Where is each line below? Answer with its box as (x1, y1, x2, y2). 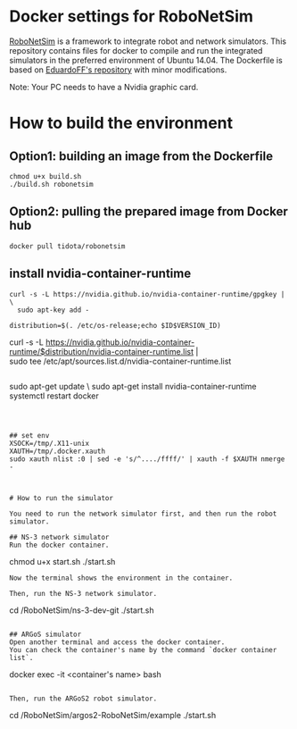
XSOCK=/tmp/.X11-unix (9, 439, 90, 448)
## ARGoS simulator (9, 630, 82, 639)
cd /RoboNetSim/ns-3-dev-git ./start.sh (9, 605, 154, 616)
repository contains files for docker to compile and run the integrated (9, 45, 263, 55)
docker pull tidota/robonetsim (9, 241, 126, 251)
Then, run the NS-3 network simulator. (9, 589, 158, 598)
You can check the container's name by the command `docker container (9, 645, 277, 654)
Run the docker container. (9, 540, 110, 549)
